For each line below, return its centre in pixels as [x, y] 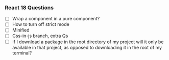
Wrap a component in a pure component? [56, 19]
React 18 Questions [29, 8]
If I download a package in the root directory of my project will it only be [88, 42]
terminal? [22, 53]
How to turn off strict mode [41, 24]
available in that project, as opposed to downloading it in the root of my [87, 47]
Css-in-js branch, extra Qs [40, 36]
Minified [21, 30]
